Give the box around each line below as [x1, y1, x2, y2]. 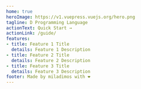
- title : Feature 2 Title [6, 52, 69, 58]
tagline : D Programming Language [6, 19, 88, 25]
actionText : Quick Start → [6, 25, 72, 31]
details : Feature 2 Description [11, 57, 91, 63]
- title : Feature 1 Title [6, 42, 69, 47]
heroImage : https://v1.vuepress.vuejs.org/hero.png [6, 14, 135, 20]
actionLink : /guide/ [6, 30, 57, 36]
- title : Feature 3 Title [6, 63, 69, 69]
